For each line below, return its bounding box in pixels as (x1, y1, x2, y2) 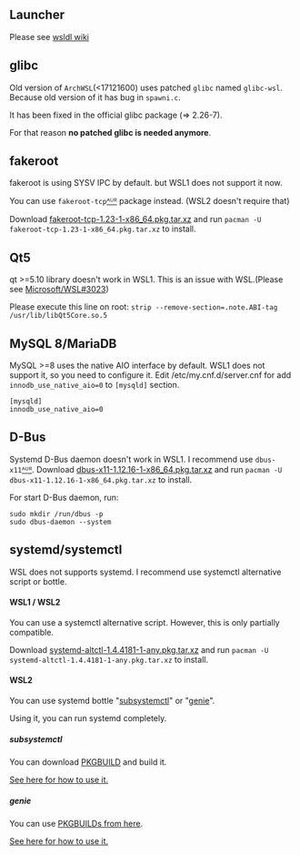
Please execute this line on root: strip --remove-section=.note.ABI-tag (9, 301, 278, 312)
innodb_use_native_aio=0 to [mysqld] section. (9, 380, 180, 391)
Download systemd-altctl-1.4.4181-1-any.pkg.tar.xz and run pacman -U (9, 644, 269, 655)
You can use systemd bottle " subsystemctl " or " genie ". (9, 696, 215, 707)
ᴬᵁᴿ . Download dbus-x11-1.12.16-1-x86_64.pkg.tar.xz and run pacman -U (21, 463, 283, 474)
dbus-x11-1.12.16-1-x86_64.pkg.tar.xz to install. (9, 473, 193, 485)
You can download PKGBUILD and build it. (9, 757, 167, 768)
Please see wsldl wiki (9, 31, 89, 42)
